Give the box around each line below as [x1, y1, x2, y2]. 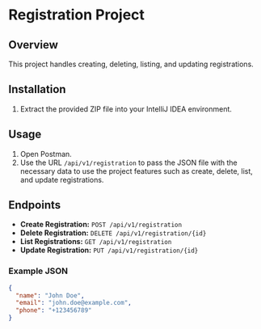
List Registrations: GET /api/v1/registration [19, 237, 172, 247]
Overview [8, 38, 59, 52]
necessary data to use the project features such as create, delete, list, [19, 166, 253, 175]
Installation [8, 82, 66, 96]
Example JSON [8, 265, 69, 276]
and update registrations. [19, 175, 104, 184]
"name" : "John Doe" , [15, 291, 85, 300]
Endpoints [8, 198, 61, 212]
